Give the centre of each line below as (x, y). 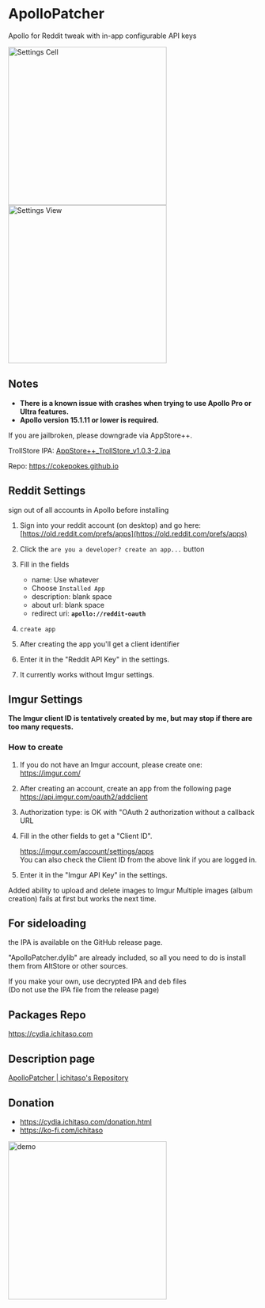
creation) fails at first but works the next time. (82, 898)
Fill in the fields (44, 564)
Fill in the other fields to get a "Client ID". (86, 836)
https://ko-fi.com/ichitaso (61, 1130)
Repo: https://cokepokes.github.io (63, 466)
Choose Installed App (68, 588)
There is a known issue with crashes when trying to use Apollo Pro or (135, 403)
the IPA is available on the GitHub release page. (85, 942)
